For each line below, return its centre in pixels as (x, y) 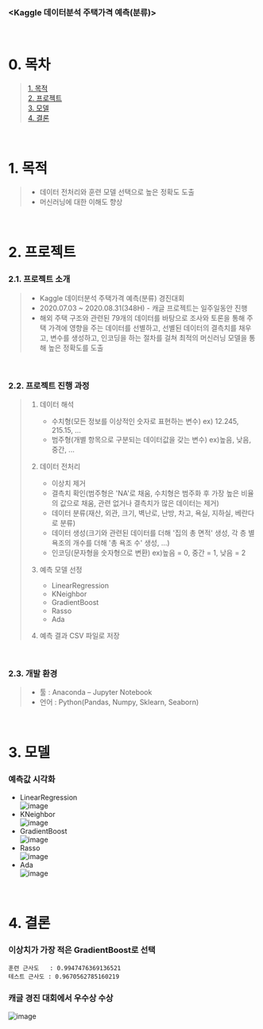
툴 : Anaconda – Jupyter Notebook (96, 692)
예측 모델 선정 (61, 569)
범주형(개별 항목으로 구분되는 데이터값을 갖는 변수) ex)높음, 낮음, (151, 439)
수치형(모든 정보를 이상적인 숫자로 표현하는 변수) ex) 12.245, (145, 421)
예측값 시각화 (32, 780)
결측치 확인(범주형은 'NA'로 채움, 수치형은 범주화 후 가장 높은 (145, 493)
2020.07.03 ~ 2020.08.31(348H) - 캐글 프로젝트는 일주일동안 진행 (143, 308)
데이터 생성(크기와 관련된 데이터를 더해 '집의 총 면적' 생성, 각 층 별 (153, 533)
